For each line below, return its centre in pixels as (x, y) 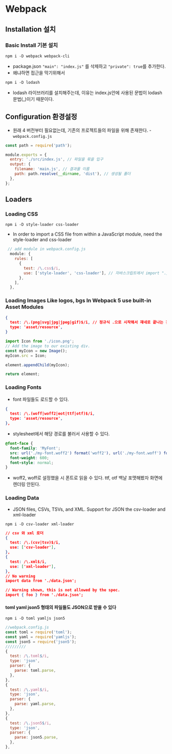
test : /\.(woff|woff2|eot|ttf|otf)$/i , (52, 414)
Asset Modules (25, 307)
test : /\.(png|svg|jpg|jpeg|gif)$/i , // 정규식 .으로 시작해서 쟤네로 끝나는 (87, 322)
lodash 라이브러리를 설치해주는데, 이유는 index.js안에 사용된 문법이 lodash (87, 93)
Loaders (19, 199)
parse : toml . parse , (35, 671)
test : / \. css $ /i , (42, 268)
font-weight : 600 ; (30, 458)
